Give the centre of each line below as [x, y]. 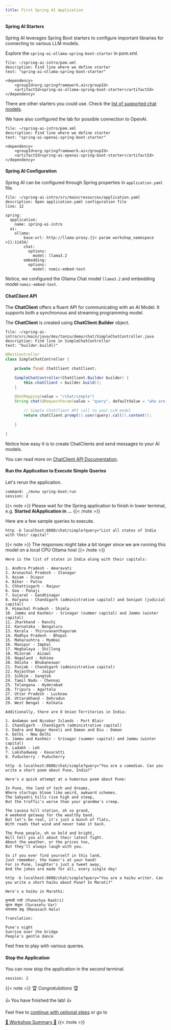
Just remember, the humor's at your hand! [51, 860]
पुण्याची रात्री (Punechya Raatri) [35, 900]
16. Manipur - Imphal [28, 644]
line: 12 [15, 206]
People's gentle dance [29, 936]
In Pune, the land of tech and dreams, [48, 788]
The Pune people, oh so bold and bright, [50, 833]
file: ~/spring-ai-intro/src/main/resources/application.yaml [73, 197]
